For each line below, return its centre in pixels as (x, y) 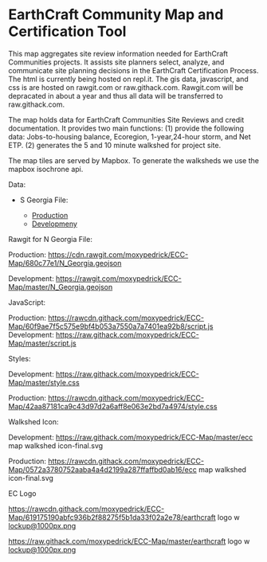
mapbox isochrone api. (46, 169)
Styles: (20, 358)
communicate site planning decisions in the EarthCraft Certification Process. (133, 70)
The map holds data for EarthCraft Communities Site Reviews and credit (126, 119)
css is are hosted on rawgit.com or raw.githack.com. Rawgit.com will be (126, 87)
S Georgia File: (44, 200)
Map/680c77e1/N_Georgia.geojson (65, 263)
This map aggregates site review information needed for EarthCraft (118, 53)
